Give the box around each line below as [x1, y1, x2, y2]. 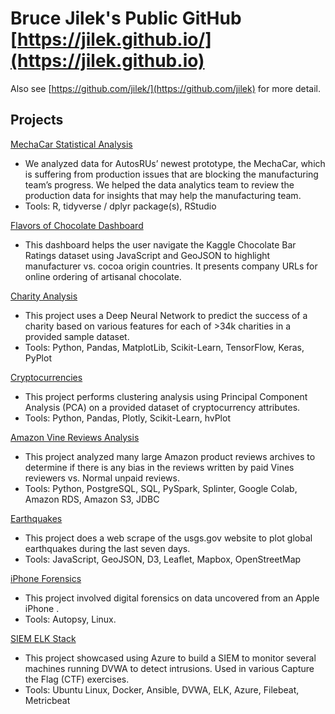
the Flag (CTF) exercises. [24, 673, 130, 685]
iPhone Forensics [10, 572, 82, 584]
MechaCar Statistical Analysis [10, 138, 133, 150]
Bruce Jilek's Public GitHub [10, 7, 242, 30]
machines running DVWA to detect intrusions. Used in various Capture [24, 662, 315, 674]
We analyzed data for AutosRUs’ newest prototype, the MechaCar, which [24, 157, 326, 169]
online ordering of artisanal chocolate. [24, 270, 182, 282]
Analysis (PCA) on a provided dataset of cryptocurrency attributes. [24, 401, 301, 413]
